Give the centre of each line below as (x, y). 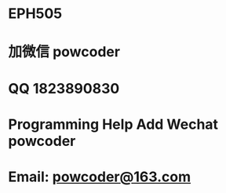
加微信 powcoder (64, 52)
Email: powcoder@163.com (99, 177)
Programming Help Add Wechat (113, 124)
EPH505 (35, 14)
